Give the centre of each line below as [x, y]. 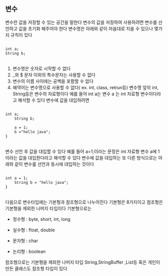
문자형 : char [25, 241]
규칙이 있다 [21, 35]
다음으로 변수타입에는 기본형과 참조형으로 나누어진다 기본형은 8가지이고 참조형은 [84, 202]
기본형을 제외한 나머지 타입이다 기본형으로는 [48, 208]
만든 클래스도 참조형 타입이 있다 [36, 268]
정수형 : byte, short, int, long [41, 219]
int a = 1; [17, 178]
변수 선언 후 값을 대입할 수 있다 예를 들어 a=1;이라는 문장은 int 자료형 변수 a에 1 [82, 151]
